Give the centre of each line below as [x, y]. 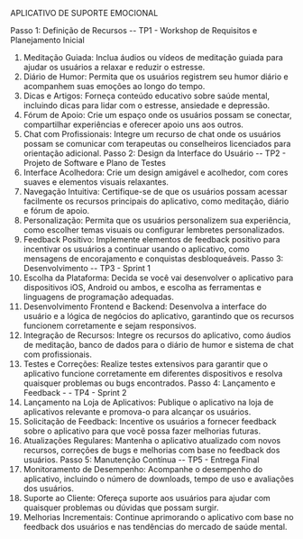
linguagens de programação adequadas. [98, 297]
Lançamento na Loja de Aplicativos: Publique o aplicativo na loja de [148, 402]
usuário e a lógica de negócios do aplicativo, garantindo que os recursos [159, 316]
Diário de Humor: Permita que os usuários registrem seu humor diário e [156, 77]
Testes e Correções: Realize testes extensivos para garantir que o [146, 364]
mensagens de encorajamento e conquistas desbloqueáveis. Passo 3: [153, 259]
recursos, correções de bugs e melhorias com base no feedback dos [151, 450]
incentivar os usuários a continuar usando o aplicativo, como [137, 249]
